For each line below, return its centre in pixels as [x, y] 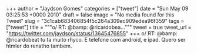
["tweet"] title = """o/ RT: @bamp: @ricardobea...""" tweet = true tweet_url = [99, 27]
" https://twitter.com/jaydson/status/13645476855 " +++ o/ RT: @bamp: [92, 33]
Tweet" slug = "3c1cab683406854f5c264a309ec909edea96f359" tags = [95, 21]
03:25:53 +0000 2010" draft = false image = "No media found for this [90, 15]
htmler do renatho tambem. [39, 46]
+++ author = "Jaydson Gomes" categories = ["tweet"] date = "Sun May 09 [97, 9]
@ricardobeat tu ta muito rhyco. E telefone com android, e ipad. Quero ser [96, 40]
